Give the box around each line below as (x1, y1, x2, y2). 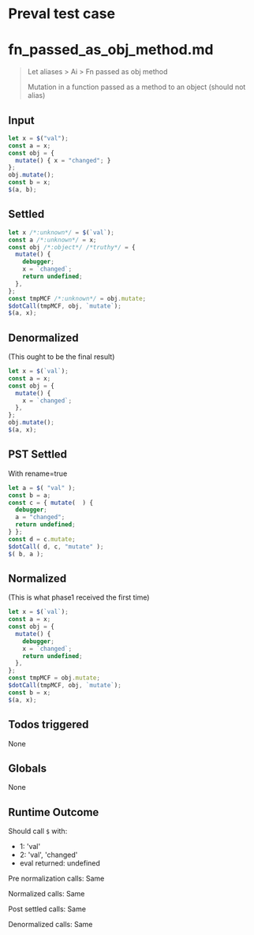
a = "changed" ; (15, 514, 65, 522)
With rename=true (8, 469, 68, 478)
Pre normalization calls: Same (8, 873, 105, 884)
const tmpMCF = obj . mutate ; (8, 674, 101, 683)
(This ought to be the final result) (8, 352, 115, 361)
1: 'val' (19, 842, 41, 851)
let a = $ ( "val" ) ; (8, 484, 77, 492)
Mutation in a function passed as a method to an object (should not (27, 82, 246, 92)
